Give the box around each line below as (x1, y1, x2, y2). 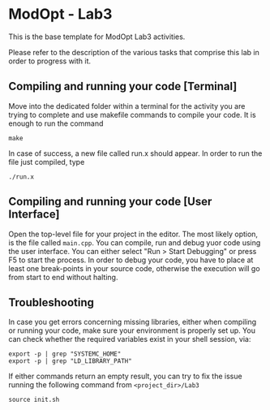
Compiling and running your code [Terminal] (8, 80, 238, 93)
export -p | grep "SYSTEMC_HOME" (8, 350, 122, 358)
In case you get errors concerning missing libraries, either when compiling (8, 317, 257, 327)
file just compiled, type (8, 157, 85, 166)
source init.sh (8, 395, 60, 404)
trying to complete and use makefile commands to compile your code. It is (8, 110, 257, 119)
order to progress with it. (8, 56, 92, 66)
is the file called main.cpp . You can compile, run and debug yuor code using (8, 237, 261, 248)
